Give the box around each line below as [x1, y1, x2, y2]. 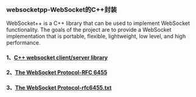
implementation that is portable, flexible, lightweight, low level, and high [6, 32, 186, 40]
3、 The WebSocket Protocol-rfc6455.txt [6, 84, 112, 92]
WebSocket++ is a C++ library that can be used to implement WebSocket [6, 20, 191, 27]
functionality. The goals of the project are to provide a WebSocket [6, 26, 172, 34]
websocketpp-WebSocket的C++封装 [6, 5, 117, 13]
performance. [6, 39, 41, 46]
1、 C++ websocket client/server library [6, 54, 108, 61]
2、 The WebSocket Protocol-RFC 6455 [6, 69, 108, 76]
